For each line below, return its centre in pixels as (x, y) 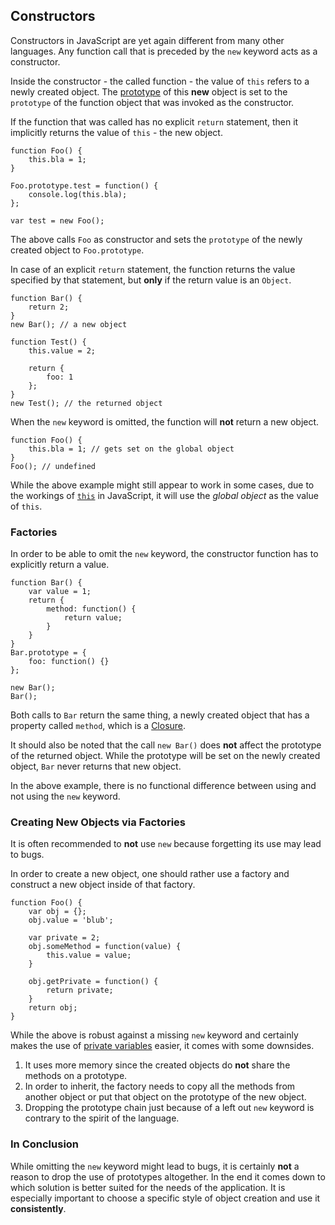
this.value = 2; (62, 350)
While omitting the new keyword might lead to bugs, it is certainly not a (155, 1166)
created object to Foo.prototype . (77, 250)
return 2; (49, 307)
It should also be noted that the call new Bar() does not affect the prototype (166, 745)
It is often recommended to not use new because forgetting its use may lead (166, 844)
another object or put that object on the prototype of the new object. (165, 1097)
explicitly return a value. (60, 565)
